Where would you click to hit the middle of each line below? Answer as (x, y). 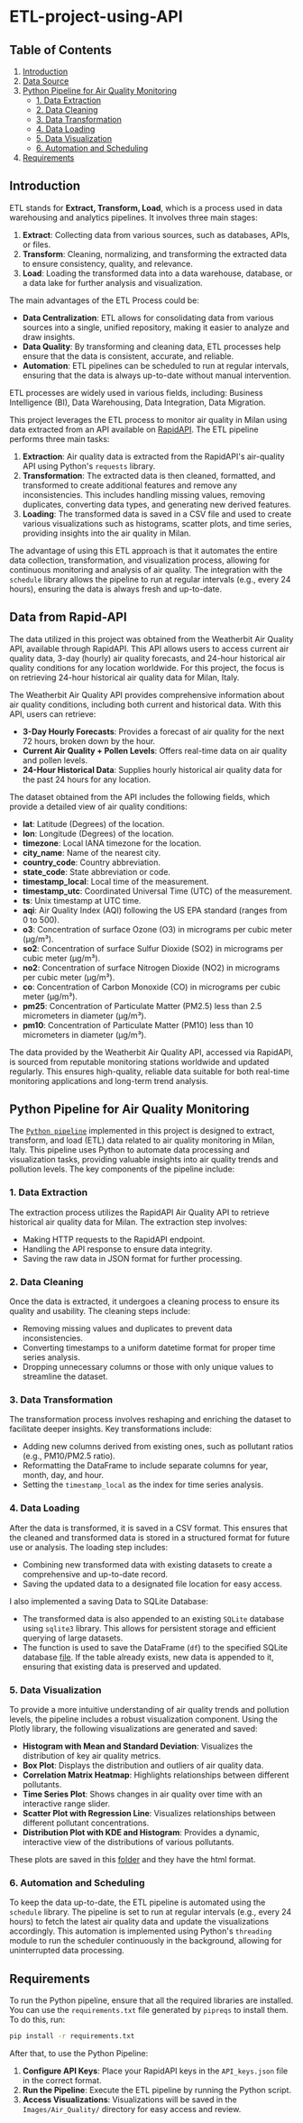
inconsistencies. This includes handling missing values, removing (144, 494)
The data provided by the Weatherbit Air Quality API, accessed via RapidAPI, (151, 1052)
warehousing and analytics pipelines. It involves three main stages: (134, 217)
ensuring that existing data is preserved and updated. (122, 1667)
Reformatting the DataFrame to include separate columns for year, (145, 1466)
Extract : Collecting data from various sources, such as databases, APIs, (156, 234)
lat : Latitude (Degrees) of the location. (93, 823)
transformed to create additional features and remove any (129, 485)
